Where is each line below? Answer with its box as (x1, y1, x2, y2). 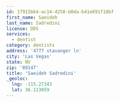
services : (6, 31, 31, 37)
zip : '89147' (6, 64, 39, 71)
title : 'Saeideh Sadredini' (6, 70, 77, 76)
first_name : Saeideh (6, 14, 58, 20)
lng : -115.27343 (11, 82, 52, 88)
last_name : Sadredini (6, 20, 61, 26)
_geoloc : (6, 76, 28, 82)
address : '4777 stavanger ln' (6, 48, 82, 54)
